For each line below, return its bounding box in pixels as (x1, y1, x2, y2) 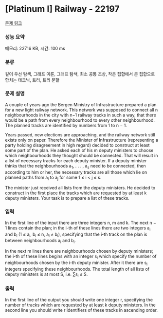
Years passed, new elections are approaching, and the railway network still (5, 131, 155, 137)
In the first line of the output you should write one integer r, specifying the (5, 297, 153, 302)
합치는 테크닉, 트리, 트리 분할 (5, 77, 60, 83)
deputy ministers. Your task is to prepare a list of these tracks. (5, 195, 130, 201)
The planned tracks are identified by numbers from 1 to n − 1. (5, 122, 127, 128)
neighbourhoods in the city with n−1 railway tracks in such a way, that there (5, 112, 157, 118)
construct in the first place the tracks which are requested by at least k (5, 190, 147, 196)
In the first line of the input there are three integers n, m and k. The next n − (5, 220, 157, 225)
